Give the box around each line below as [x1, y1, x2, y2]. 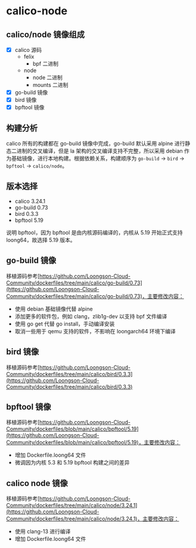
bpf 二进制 [32, 60, 58, 67]
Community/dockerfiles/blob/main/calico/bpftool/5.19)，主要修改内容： [6, 439, 181, 446]
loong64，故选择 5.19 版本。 [6, 236, 76, 243]
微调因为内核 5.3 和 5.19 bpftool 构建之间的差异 [14, 459, 130, 466]
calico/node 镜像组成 [6, 29, 85, 39]
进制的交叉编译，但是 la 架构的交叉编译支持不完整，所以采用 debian [16, 147, 183, 154]
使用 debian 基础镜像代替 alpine [14, 305, 94, 312]
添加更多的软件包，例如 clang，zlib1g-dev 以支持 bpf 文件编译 [14, 312, 167, 320]
